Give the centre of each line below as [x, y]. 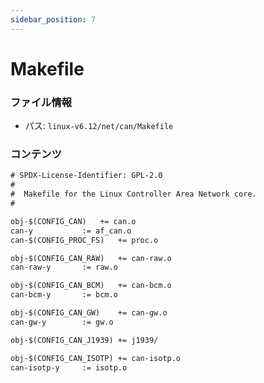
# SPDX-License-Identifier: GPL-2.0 [86, 176]
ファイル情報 [41, 102]
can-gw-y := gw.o [62, 322]
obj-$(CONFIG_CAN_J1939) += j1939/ [84, 340]
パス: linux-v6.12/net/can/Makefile [99, 126]
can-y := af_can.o [71, 231]
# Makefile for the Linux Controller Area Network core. [133, 194]
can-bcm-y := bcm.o [64, 295]
